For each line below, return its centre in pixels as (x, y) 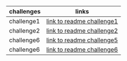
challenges (25, 11)
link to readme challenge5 (82, 40)
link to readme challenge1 (82, 21)
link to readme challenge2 (82, 31)
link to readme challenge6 (82, 50)
